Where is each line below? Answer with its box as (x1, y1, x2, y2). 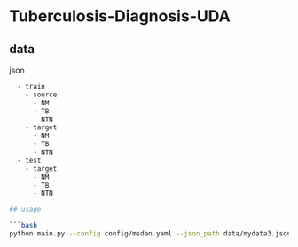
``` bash (9, 221, 38, 230)
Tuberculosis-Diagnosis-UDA (9, 6, 231, 27)
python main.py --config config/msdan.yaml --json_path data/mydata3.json (9, 229, 292, 238)
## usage (9, 205, 42, 214)
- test (17, 156, 42, 165)
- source (25, 90, 58, 99)
